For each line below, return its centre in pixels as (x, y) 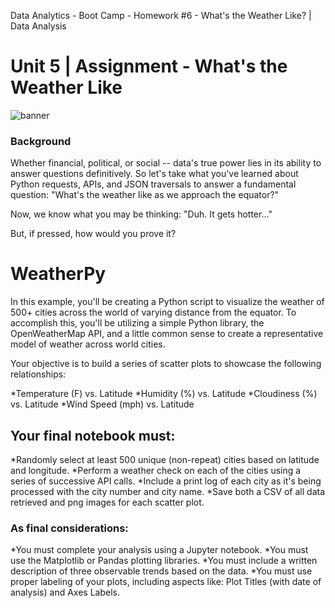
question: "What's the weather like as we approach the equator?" (145, 195)
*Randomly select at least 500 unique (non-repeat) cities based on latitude (165, 459)
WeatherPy (58, 274)
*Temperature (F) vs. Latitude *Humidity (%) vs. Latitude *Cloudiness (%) (164, 394)
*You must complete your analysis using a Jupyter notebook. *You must (159, 550)
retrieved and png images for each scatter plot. (107, 502)
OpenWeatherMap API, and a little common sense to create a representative (167, 334)
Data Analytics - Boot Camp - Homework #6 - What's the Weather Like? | (161, 15)
